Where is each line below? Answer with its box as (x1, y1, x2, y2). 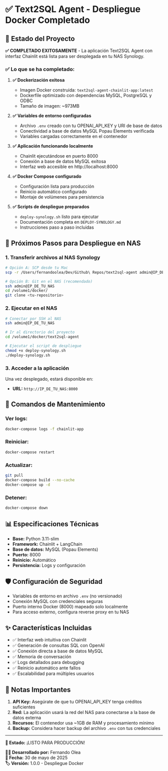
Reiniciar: (5, 438, 29, 445)
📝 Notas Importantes (5, 685, 71, 694)
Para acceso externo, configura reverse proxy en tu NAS (12, 609, 129, 615)
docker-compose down (5, 505, 48, 510)
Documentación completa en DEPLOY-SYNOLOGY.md (19, 219, 121, 225)
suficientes (12, 704, 35, 710)
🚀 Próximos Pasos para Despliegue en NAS (5, 239, 141, 247)
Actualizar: (5, 461, 32, 468)
